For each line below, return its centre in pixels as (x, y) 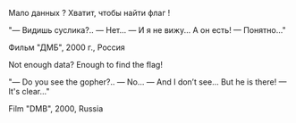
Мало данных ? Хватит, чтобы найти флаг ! (89, 13)
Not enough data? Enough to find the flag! (85, 65)
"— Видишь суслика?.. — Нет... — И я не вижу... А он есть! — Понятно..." (148, 30)
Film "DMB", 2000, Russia (56, 109)
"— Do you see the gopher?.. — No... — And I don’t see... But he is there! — (148, 82)
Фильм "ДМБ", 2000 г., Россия (67, 47)
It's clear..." (29, 91)
